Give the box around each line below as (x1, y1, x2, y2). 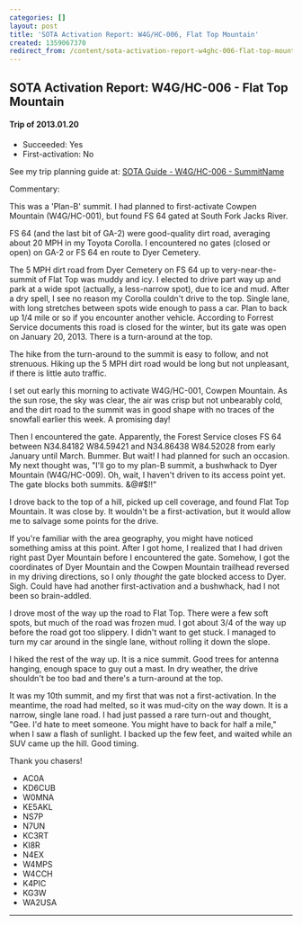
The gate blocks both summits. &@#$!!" (9, 478, 157, 490)
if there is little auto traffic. (9, 368, 107, 378)
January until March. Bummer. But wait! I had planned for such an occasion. (9, 450, 290, 461)
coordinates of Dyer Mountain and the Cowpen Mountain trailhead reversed (9, 561, 289, 572)
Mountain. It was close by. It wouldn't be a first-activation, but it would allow (9, 505, 291, 517)
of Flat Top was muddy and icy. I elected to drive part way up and (39, 273, 281, 284)
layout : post (9, 22, 58, 31)
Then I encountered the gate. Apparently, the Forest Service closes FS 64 (9, 431, 282, 441)
